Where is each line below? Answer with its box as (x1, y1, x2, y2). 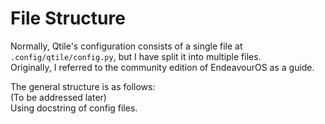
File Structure (10, 7, 126, 30)
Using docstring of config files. (10, 102, 138, 114)
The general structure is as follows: (10, 80, 156, 92)
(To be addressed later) (10, 91, 107, 103)
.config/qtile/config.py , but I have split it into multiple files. (10, 50, 262, 62)
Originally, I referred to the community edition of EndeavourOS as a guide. (10, 61, 315, 73)
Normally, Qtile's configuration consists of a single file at (10, 40, 243, 52)
